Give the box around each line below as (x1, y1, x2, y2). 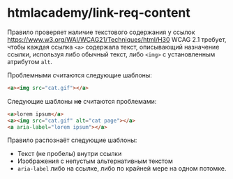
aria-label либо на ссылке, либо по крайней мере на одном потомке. (17, 164, 227, 173)
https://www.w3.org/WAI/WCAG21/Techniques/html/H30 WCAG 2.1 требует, (7, 35, 227, 43)
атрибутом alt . (7, 57, 52, 65)
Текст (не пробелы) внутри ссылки (17, 150, 122, 158)
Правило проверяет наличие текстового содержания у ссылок (7, 28, 195, 36)
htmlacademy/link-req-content (7, 5, 190, 21)
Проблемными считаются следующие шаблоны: (7, 71, 152, 79)
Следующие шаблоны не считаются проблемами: (7, 97, 157, 105)
